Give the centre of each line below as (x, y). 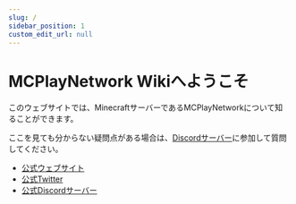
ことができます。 (47, 119)
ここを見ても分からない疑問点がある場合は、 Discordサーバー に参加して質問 (148, 138)
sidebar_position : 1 (47, 26)
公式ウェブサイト (53, 168)
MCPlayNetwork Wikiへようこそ (129, 81)
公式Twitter (42, 179)
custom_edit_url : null (51, 34)
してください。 (36, 149)
